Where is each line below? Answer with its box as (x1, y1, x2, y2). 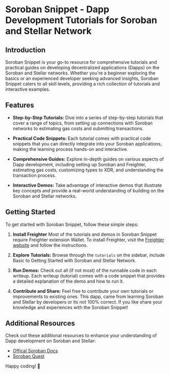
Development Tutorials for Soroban (5, 14, 157, 26)
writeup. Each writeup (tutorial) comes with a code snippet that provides (12, 272, 165, 279)
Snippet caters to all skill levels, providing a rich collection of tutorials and (5, 81, 160, 87)
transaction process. (12, 172, 56, 178)
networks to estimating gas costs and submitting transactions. (12, 125, 144, 131)
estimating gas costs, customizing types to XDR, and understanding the (12, 167, 163, 173)
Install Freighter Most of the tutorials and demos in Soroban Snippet (12, 231, 157, 237)
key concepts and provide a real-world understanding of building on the (12, 187, 164, 193)
